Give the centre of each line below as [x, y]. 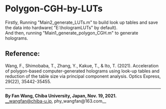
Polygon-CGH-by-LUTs [54, 9]
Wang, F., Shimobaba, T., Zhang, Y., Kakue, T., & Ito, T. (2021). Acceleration [82, 65]
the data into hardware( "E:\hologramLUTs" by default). [61, 27]
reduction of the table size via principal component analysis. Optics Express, [83, 76]
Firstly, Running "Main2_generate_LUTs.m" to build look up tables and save [82, 22]
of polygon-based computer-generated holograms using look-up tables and [82, 71]
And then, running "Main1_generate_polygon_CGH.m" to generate [72, 33]
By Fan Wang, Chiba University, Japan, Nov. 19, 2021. [61, 96]
